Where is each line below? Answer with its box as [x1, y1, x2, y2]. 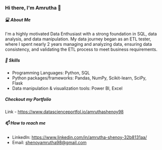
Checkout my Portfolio [5, 96, 51, 102]
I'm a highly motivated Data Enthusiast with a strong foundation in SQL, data [5, 31, 157, 37]
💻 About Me [5, 17, 31, 22]
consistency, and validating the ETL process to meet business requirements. [5, 46, 158, 52]
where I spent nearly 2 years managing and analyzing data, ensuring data [5, 41, 152, 47]
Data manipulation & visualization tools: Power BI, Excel [12, 85, 123, 91]
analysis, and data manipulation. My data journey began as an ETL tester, [5, 36, 151, 42]
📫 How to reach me [5, 120, 46, 126]
